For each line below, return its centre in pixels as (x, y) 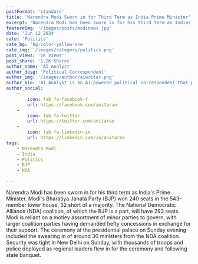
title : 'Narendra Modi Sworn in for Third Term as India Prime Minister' (99, 17)
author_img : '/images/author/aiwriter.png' (60, 77)
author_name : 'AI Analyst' (39, 66)
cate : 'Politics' (27, 39)
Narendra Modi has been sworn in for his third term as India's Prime (88, 192)
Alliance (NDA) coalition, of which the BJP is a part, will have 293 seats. (93, 211)
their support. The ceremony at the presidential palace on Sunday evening (96, 230)
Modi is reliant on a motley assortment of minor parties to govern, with (91, 217)
